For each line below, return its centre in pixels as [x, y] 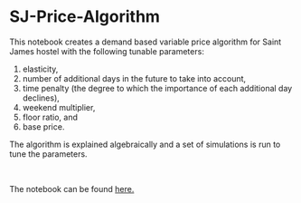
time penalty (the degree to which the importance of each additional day [157, 88]
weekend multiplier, [59, 107]
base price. [43, 126]
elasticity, [40, 69]
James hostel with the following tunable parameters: [107, 51]
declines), [41, 98]
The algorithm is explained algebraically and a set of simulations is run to [145, 144]
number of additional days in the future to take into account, [134, 78]
